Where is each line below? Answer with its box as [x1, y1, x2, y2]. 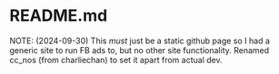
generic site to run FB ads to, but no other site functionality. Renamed [9, 44, 270, 55]
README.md [9, 5, 108, 26]
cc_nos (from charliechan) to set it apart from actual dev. [9, 54, 223, 65]
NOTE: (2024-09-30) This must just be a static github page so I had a [9, 35, 271, 46]
